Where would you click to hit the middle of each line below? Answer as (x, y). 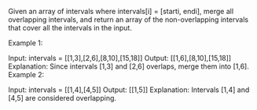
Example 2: (26, 75)
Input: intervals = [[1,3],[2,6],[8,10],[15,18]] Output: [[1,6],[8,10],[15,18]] (120, 58)
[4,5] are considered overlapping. (62, 98)
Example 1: (26, 43)
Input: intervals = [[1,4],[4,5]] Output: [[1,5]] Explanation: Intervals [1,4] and (129, 90)
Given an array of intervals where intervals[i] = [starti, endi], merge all (121, 11)
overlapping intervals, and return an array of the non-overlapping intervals (128, 20)
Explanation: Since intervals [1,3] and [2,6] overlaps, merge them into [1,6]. (128, 66)
